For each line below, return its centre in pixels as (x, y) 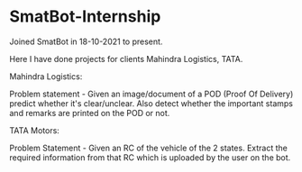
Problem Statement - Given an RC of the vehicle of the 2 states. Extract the (149, 148)
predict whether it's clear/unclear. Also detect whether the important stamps (151, 103)
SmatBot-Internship (85, 17)
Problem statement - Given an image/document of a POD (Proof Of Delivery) (151, 94)
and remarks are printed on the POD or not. (90, 113)
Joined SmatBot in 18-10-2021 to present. (86, 41)
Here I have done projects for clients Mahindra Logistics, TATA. (126, 59)
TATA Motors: (35, 130)
